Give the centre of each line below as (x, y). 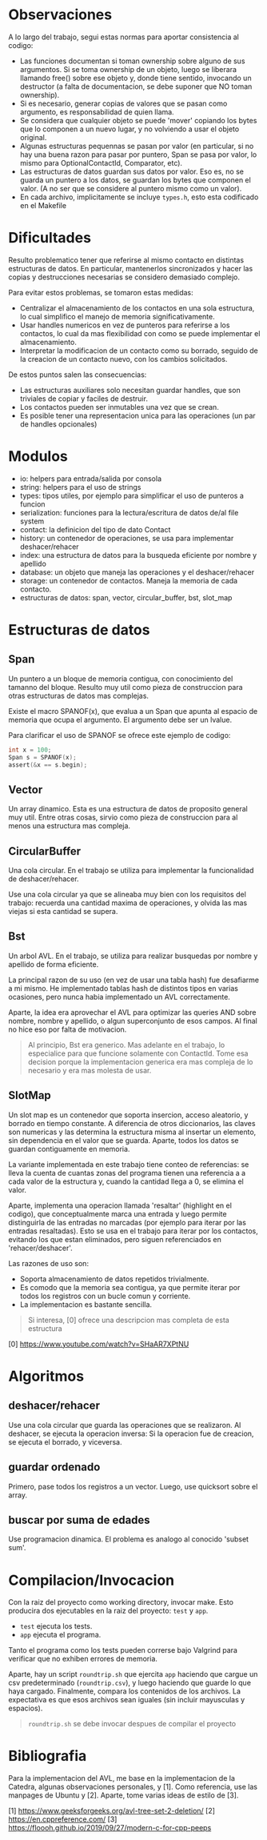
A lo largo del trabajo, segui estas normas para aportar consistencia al (124, 37)
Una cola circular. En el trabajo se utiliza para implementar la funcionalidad (131, 871)
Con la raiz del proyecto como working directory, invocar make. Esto (121, 1602)
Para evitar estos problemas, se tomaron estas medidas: (101, 292)
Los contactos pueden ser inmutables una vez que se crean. (120, 407)
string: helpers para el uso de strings (80, 487)
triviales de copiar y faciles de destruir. (84, 399)
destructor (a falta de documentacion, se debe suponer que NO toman (136, 86)
